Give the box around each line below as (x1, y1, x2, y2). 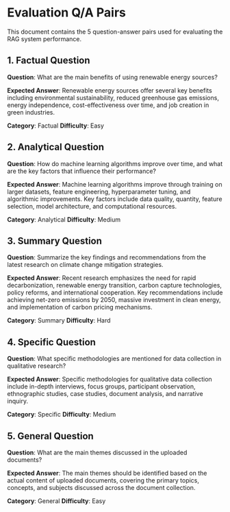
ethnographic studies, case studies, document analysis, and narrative (7, 390, 203, 398)
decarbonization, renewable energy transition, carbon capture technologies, (7, 281, 222, 290)
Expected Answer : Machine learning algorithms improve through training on (7, 180, 222, 188)
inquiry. (7, 397, 29, 406)
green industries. (7, 108, 55, 116)
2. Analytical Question (7, 141, 105, 153)
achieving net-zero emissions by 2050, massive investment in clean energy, (7, 296, 221, 304)
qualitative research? (7, 362, 66, 370)
